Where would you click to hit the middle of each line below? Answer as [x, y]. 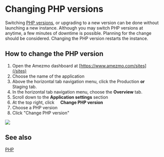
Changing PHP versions [54, 9]
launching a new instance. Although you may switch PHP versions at [74, 28]
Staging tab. [24, 87]
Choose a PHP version [35, 107]
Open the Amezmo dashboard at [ [46, 65]
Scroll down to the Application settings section [60, 97]
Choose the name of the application [48, 76]
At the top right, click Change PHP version [58, 102]
